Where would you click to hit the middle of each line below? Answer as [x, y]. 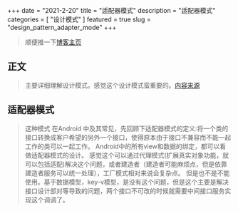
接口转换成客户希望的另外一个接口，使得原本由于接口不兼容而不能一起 [128, 137]
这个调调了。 [50, 200]
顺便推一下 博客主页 [53, 42]
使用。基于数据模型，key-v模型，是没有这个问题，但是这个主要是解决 [127, 182]
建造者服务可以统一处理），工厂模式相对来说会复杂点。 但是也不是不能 [127, 173]
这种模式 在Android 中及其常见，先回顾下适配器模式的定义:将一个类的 [126, 128]
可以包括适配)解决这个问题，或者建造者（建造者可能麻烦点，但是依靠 [126, 164]
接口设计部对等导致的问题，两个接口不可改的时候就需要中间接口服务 [125, 190]
